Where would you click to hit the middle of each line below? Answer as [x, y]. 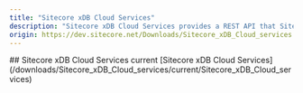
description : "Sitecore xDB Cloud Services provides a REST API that [143, 26]
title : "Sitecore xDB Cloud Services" [82, 18]
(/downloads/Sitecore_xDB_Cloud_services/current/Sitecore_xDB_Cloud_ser [150, 70]
